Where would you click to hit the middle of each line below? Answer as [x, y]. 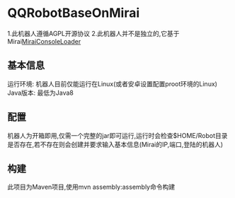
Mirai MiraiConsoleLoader [44, 41]
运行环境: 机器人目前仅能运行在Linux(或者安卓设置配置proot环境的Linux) [113, 83]
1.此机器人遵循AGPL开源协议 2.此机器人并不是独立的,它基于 [93, 33]
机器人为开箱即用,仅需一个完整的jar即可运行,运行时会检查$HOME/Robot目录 [117, 135]
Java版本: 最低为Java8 [41, 93]
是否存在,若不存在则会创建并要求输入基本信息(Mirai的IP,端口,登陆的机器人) [115, 144]
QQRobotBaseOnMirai [74, 13]
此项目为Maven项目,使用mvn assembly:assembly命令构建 [91, 187]
